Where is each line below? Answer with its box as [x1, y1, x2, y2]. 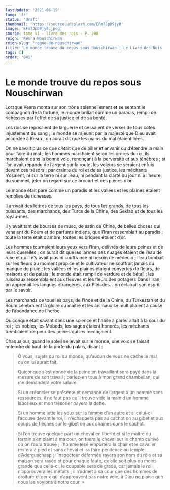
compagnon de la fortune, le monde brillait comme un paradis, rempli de [5, 110, 156, 116]
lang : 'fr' [5, 12, 28, 17]
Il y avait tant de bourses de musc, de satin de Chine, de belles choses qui [5, 223, 161, 230]
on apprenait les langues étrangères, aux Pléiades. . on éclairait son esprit [5, 282, 160, 288]
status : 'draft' [5, 17, 40, 22]
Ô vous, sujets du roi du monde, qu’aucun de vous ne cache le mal [17, 353, 157, 360]
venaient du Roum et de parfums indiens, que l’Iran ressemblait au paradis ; [5, 229, 163, 235]
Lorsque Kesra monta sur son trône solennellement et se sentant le [5, 104, 146, 110]
